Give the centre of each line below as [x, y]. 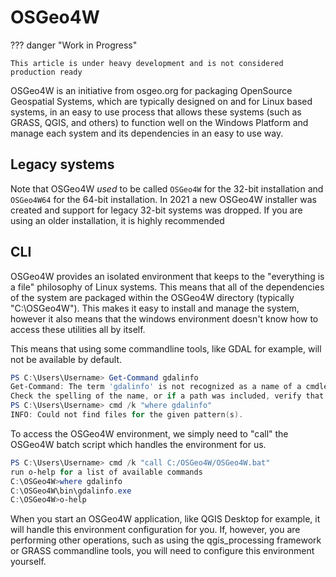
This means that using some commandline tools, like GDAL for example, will [166, 348]
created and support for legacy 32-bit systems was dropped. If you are [156, 210]
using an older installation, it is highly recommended [117, 220]
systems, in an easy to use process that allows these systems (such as [156, 112]
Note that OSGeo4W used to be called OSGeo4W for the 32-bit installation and [167, 188]
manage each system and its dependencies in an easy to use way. [147, 133]
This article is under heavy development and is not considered [147, 63]
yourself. [28, 562]
